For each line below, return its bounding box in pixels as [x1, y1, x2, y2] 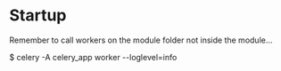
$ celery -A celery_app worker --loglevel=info [9, 51, 178, 62]
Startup [9, 5, 67, 26]
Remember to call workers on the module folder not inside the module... [9, 35, 273, 45]
